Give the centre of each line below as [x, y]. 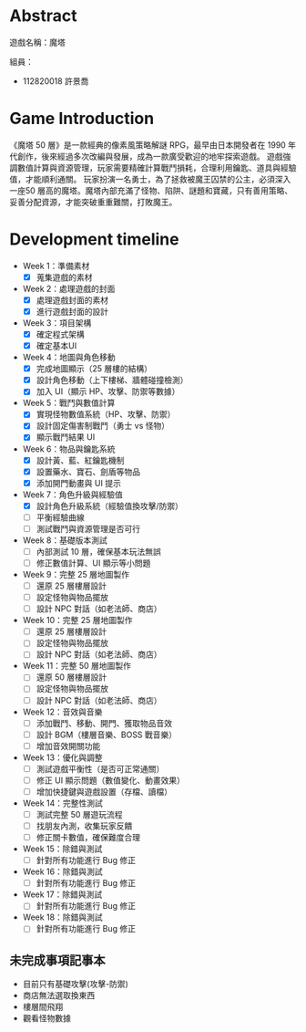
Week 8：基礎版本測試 [65, 540]
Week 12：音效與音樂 [62, 712]
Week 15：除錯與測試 [62, 849]
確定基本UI [56, 346]
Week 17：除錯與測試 [62, 894]
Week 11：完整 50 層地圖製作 [77, 666]
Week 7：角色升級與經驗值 [72, 495]
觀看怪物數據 [46, 1018]
